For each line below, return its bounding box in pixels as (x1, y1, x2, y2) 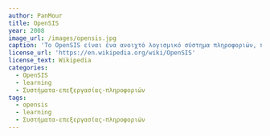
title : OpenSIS (8, 19, 59, 27)
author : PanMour (8, 11, 63, 20)
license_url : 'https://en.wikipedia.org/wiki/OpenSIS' (8, 49, 196, 57)
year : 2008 (8, 26, 45, 34)
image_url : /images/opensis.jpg (8, 34, 117, 42)
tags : (8, 94, 27, 102)
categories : (8, 64, 48, 72)
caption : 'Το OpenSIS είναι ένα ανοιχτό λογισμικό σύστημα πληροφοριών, (8, 42, 257, 50)
